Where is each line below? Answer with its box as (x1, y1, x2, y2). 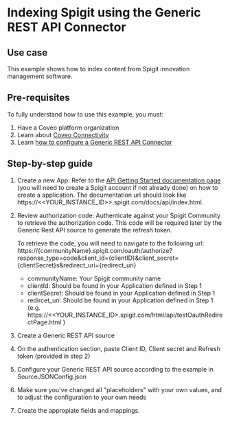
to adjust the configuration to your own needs (16, 393, 146, 401)
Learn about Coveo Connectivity (16, 130, 109, 139)
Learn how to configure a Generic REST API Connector (16, 138, 173, 146)
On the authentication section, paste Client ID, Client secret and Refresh (16, 344, 221, 352)
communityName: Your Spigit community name (27, 274, 161, 282)
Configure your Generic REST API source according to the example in (16, 365, 214, 373)
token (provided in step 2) (16, 352, 91, 360)
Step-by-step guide (7, 158, 93, 169)
